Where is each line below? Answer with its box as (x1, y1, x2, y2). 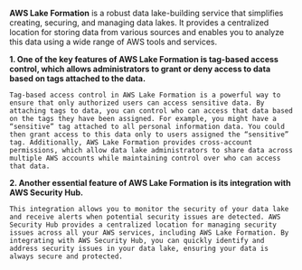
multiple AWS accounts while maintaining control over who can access (9, 154, 281, 163)
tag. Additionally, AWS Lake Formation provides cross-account (9, 138, 253, 147)
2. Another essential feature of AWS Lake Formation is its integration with (9, 178, 291, 188)
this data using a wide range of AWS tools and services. (9, 36, 218, 47)
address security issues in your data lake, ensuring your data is (9, 244, 269, 253)
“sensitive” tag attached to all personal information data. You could (9, 122, 285, 131)
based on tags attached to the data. (9, 73, 146, 84)
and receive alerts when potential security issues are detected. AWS (9, 212, 281, 221)
